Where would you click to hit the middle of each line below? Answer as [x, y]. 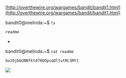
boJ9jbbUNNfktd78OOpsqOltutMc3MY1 [42, 61]
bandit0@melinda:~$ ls [30, 23]
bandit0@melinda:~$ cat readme [40, 51]
